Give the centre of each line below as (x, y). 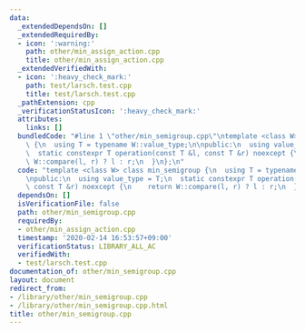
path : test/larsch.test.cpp (79, 86)
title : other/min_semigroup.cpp (70, 314)
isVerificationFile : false (69, 204)
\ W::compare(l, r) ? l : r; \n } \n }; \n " (105, 161)
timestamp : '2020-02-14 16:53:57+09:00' (95, 237)
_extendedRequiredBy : (59, 35)
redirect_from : (38, 288)
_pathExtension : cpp (56, 102)
